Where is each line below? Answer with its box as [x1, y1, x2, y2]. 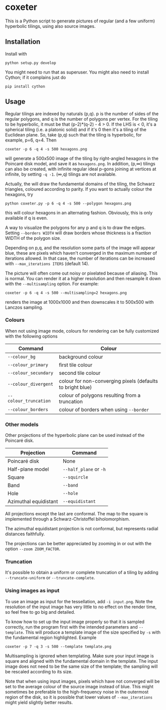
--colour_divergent [7, 381, 53, 387]
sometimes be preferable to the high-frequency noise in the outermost [5, 689, 149, 695]
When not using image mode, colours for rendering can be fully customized [5, 328, 159, 334]
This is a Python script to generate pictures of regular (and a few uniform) [5, 18, 155, 24]
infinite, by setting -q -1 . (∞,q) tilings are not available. [5, 171, 117, 177]
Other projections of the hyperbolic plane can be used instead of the [5, 432, 145, 438]
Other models [5, 421, 39, 428]
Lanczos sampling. [5, 304, 43, 310]
